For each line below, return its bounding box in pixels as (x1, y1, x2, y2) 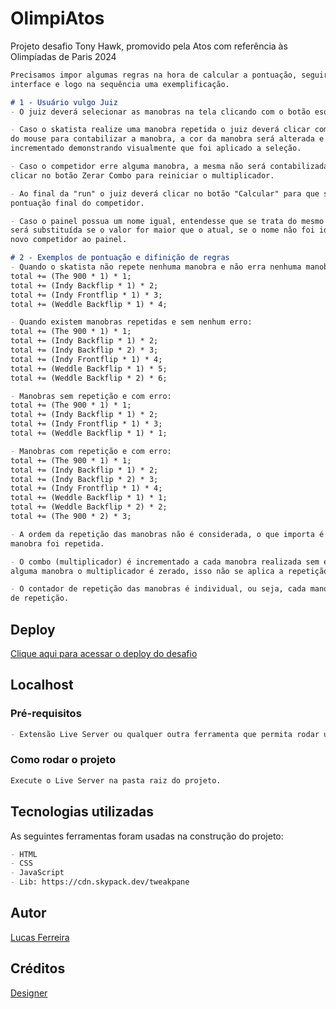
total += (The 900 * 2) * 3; (10, 512, 132, 522)
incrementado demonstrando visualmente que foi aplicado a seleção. (10, 143, 302, 154)
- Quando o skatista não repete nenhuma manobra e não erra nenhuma (10, 262, 302, 272)
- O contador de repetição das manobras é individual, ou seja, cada (10, 584, 307, 594)
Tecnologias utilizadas (10, 803, 154, 821)
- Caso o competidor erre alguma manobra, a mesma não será (10, 162, 267, 172)
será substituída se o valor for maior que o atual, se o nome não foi (10, 225, 315, 236)
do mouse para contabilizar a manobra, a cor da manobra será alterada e (10, 134, 325, 144)
